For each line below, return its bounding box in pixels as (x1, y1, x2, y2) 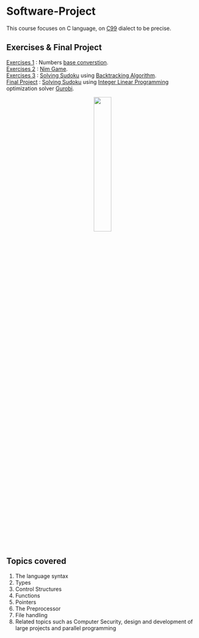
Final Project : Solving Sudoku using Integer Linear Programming (6, 78, 169, 85)
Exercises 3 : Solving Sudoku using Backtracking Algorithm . (6, 72, 157, 79)
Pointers (15, 598, 37, 606)
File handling (15, 611, 48, 618)
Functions (15, 591, 41, 599)
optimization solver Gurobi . (6, 85, 74, 92)
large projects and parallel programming (15, 624, 117, 632)
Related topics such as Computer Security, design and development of (15, 618, 194, 625)
